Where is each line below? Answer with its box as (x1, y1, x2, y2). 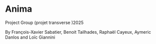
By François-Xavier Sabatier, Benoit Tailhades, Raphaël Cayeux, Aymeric (5, 29, 151, 35)
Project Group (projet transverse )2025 (5, 20, 84, 25)
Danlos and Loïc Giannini (5, 34, 55, 40)
